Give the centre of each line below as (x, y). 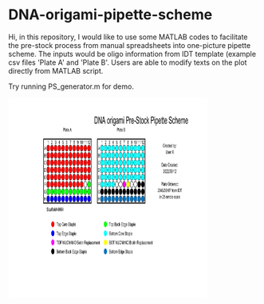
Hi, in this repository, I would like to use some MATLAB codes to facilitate (128, 37)
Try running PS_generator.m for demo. (71, 86)
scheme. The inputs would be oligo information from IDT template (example (132, 54)
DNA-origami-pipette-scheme (110, 15)
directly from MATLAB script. (56, 70)
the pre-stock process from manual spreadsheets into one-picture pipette (130, 45)
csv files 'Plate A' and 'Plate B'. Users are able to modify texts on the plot (128, 62)
